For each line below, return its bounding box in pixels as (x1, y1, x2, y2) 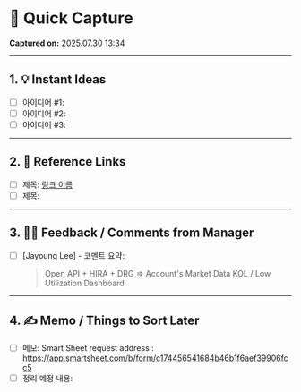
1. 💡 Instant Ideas (9, 72, 107, 88)
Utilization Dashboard (44, 277, 125, 288)
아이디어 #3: (21, 119, 66, 130)
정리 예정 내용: (21, 372, 73, 383)
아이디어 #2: (21, 107, 66, 119)
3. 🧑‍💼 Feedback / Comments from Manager (9, 226, 254, 241)
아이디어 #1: (21, 97, 64, 107)
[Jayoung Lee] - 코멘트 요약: (21, 250, 125, 260)
